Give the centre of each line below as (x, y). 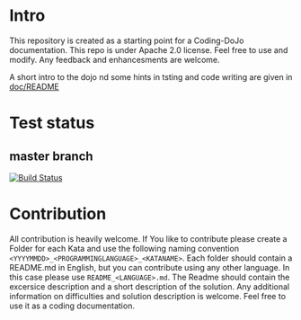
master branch (51, 156)
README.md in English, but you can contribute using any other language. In (150, 267)
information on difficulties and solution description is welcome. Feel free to (147, 296)
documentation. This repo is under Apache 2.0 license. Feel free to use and (149, 49)
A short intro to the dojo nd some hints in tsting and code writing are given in (151, 76)
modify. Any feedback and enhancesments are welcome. (115, 59)
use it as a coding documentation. (72, 306)
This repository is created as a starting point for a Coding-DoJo (127, 40)
